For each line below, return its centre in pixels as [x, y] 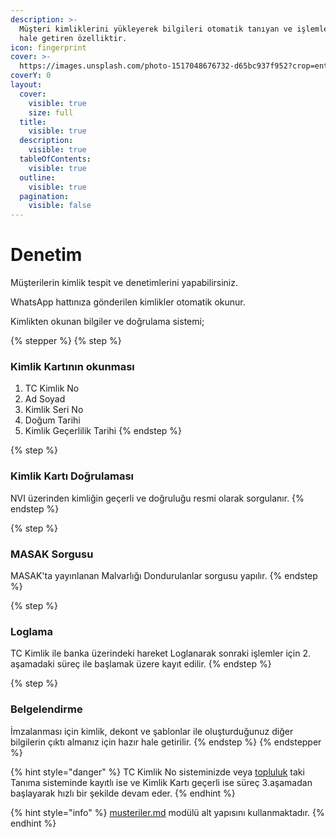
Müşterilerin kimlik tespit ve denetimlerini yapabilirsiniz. [124, 283]
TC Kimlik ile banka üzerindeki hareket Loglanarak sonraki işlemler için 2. [160, 653]
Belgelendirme [46, 709]
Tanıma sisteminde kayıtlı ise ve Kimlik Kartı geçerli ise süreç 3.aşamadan [161, 782]
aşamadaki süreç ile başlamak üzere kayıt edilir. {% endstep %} [141, 664]
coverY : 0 [31, 76]
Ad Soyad [45, 399]
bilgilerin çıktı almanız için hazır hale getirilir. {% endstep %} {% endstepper [166, 742]
